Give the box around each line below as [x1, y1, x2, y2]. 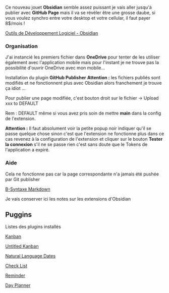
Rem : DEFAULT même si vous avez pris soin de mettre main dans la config [5, 110, 161, 116]
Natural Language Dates [5, 253, 56, 259]
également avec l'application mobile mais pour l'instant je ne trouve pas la [5, 60, 159, 66]
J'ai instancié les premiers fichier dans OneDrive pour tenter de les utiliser [5, 54, 160, 60]
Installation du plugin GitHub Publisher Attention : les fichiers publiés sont [5, 75, 160, 81]
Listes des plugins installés [5, 224, 62, 230]
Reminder [5, 272, 25, 279]
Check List [5, 263, 28, 269]
